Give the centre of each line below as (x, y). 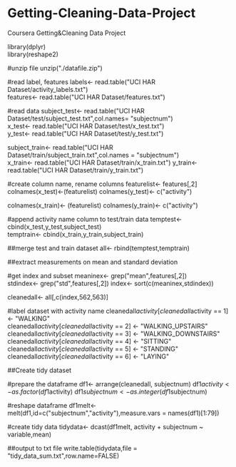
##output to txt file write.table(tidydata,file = (72, 448)
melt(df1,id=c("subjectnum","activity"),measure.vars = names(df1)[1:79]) (113, 413)
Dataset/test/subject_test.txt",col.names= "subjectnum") (90, 118)
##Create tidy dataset (40, 370)
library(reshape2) (33, 54)
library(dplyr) (27, 46)
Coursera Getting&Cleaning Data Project (67, 33)
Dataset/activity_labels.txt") (48, 89)
